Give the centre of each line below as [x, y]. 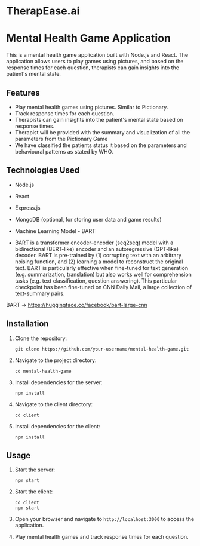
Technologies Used [43, 171]
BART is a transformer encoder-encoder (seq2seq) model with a [94, 243]
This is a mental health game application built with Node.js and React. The [97, 55]
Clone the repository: [41, 338]
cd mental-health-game [43, 371]
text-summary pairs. [40, 293]
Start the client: [34, 492]
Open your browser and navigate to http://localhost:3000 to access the [104, 519]
